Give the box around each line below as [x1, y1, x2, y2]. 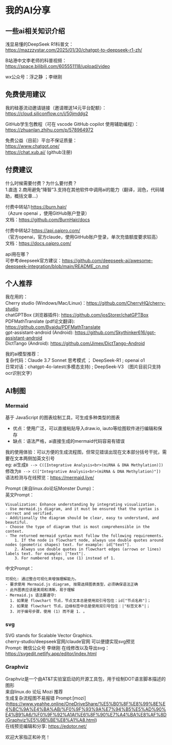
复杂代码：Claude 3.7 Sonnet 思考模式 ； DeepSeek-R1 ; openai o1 [5, 357, 145, 364]
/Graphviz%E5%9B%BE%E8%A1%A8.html [5, 717, 96, 723]
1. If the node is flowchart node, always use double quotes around [14, 538, 164, 543]
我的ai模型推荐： [5, 351, 41, 357]
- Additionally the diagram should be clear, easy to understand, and [5, 515, 159, 521]
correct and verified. [5, 511, 54, 516]
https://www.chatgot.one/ [5, 143, 60, 149]
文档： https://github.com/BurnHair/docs [5, 216, 90, 222]
